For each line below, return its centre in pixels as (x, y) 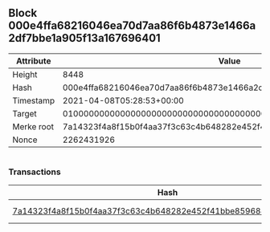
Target (25, 113)
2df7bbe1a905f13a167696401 (84, 38)
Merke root (33, 126)
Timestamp (34, 100)
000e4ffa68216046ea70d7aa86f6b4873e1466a (132, 26)
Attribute (33, 61)
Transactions (35, 172)
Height (25, 74)
